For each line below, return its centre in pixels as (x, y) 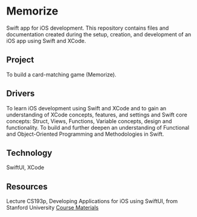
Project (20, 60)
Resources (27, 186)
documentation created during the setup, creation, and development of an (99, 34)
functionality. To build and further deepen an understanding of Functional (98, 127)
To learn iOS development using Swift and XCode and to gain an (86, 108)
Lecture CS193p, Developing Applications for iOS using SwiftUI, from (92, 201)
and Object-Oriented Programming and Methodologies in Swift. (85, 134)
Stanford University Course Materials (52, 208)
